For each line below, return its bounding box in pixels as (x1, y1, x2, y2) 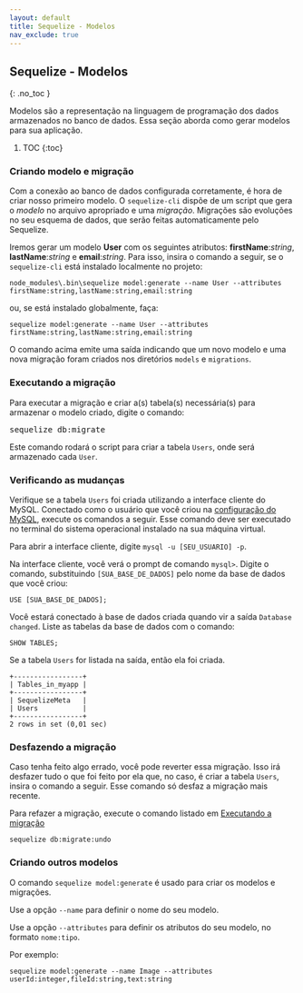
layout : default (9, 13, 71, 23)
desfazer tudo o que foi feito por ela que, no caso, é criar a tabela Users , (9, 771, 279, 782)
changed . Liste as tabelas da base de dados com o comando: (9, 621, 235, 632)
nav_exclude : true (9, 30, 79, 39)
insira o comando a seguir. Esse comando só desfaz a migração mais (9, 780, 269, 791)
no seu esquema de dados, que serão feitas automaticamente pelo (9, 214, 259, 225)
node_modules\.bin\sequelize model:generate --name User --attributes (9, 279, 282, 288)
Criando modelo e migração (9, 165, 134, 178)
